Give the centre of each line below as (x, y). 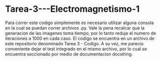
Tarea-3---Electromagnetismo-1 (72, 9)
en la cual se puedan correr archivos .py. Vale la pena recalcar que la (75, 28)
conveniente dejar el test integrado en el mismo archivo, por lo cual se (76, 49)
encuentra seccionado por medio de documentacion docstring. (69, 54)
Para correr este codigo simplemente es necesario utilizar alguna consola (80, 23)
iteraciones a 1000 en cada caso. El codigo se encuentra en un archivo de (80, 38)
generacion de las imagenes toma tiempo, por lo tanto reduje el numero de (80, 33)
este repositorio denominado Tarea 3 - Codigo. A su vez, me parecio (74, 43)
